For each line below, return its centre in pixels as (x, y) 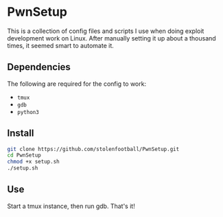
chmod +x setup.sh (33, 162)
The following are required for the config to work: (77, 84)
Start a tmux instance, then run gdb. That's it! (71, 206)
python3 (28, 112)
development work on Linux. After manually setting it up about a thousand (111, 38)
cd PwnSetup (24, 155)
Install (21, 134)
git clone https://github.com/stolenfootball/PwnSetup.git (93, 149)
